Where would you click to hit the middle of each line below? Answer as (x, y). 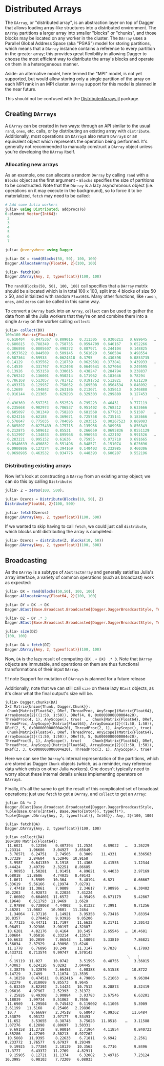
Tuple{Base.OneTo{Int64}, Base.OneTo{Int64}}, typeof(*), (65, 811)
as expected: (18, 583)
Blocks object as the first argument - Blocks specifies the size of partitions (80, 180)
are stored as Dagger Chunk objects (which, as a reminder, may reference (78, 763)
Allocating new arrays (32, 164)
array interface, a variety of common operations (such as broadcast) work (80, 577)
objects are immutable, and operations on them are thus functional (72, 664)
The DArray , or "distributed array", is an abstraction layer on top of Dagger (80, 22)
